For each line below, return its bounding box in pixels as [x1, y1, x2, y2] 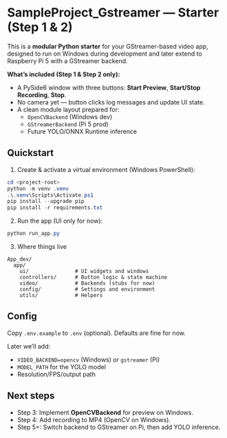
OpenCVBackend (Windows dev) [27, 112, 113, 121]
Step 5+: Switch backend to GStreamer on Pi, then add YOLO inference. [17, 423, 221, 431]
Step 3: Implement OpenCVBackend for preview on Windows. [17, 408, 194, 417]
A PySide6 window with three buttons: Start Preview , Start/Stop [17, 83, 201, 91]
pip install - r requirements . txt [7, 204, 103, 211]
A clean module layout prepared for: [17, 105, 120, 113]
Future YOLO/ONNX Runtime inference [27, 127, 138, 135]
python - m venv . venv [7, 185, 69, 192]
